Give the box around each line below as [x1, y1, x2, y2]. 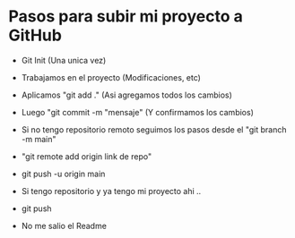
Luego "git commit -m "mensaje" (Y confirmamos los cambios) [21, 106, 255, 117]
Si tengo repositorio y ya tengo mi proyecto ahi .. [21, 185, 202, 196]
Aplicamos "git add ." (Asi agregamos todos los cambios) [21, 89, 232, 100]
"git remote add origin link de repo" [21, 150, 152, 162]
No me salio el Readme [21, 220, 107, 231]
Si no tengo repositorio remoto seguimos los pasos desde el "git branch [21, 123, 287, 135]
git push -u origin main [21, 168, 106, 179]
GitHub [8, 25, 62, 46]
